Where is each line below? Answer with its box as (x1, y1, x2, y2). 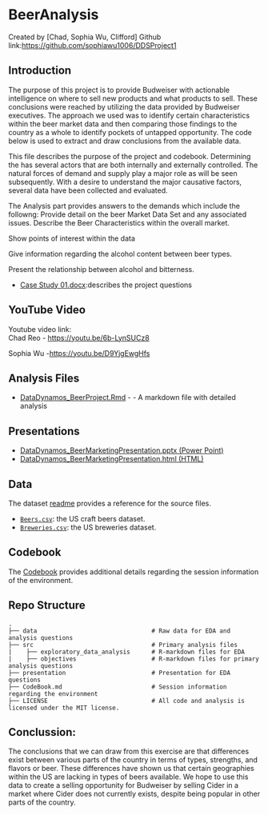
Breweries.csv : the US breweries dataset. (19, 522, 157, 532)
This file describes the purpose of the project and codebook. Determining (8, 151, 251, 161)
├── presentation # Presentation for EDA (8, 669, 230, 677)
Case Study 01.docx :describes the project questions (19, 280, 192, 290)
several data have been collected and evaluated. (8, 186, 168, 195)
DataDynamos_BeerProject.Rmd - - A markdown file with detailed (19, 393, 236, 402)
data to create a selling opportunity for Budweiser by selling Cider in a (8, 781, 238, 790)
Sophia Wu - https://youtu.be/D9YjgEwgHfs (8, 348, 150, 358)
